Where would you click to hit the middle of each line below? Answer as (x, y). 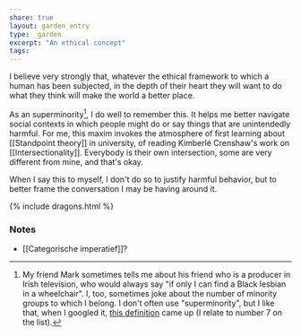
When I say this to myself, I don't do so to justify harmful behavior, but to (143, 179)
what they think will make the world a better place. (102, 96)
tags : (19, 51)
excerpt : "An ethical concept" (68, 43)
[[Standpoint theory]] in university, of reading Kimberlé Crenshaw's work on (150, 142)
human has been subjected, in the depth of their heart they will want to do (146, 86)
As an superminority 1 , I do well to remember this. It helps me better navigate (150, 113)
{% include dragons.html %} (62, 206)
